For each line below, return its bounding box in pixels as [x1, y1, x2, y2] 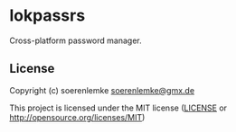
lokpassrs [9, 5, 86, 26]
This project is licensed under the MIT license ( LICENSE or [9, 102, 228, 113]
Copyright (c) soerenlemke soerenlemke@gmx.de [9, 84, 195, 95]
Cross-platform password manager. [9, 35, 142, 46]
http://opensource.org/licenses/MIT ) [9, 111, 146, 122]
